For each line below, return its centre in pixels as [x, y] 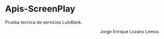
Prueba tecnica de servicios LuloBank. [44, 22]
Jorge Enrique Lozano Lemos [129, 31]
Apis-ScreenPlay [40, 9]
